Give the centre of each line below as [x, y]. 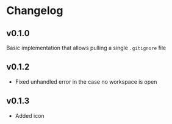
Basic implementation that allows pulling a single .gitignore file [86, 48]
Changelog [35, 11]
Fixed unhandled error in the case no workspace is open [86, 82]
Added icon [30, 115]
